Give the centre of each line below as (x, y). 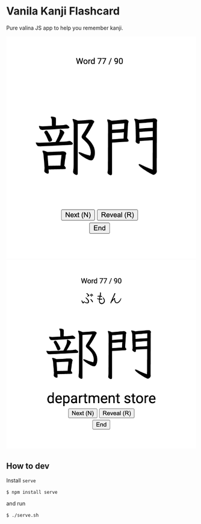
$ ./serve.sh (23, 516)
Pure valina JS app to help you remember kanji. (65, 28)
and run (16, 503)
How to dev (28, 466)
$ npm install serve (32, 493)
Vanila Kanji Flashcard (63, 11)
